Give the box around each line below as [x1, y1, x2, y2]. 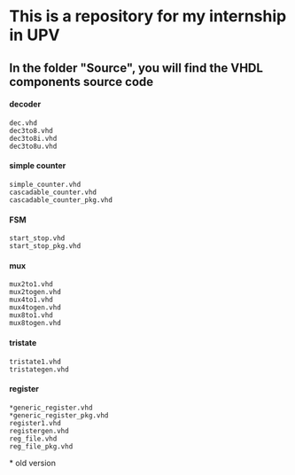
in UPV [9, 25, 60, 45]
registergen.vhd [9, 426, 69, 435]
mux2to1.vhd [9, 280, 53, 289]
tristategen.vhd [9, 365, 69, 374]
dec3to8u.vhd [9, 142, 58, 151]
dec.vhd [9, 118, 38, 128]
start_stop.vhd [9, 234, 66, 243]
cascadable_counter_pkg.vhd [9, 195, 113, 205]
